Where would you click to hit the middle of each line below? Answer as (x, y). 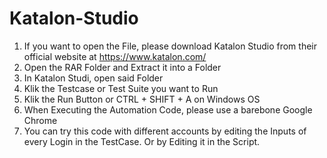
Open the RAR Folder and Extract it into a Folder (122, 67)
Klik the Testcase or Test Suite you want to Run (121, 88)
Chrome (40, 120)
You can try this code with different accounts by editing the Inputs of (165, 131)
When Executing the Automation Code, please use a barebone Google (168, 109)
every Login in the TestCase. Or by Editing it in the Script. (142, 141)
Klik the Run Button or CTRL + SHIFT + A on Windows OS (142, 99)
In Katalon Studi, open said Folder (93, 78)
